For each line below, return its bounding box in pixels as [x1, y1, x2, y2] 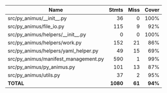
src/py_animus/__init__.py [7, 15, 67, 21]
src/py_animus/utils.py [7, 72, 60, 78]
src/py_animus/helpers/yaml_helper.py [7, 47, 98, 54]
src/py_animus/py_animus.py [7, 63, 75, 70]
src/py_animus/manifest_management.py [7, 55, 104, 62]
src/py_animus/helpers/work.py [7, 39, 81, 46]
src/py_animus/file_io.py [7, 23, 64, 29]
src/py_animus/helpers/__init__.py [7, 31, 86, 38]
